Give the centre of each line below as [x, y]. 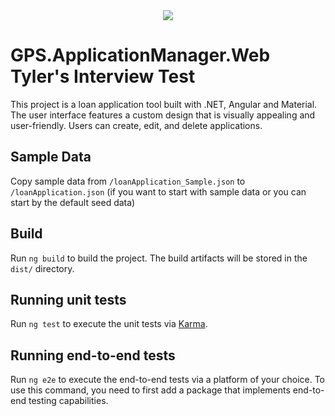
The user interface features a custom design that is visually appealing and [163, 115]
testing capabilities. [68, 401]
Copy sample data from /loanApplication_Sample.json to [128, 181]
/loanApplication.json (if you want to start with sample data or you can [158, 191]
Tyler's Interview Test [103, 76]
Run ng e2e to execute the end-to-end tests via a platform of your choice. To [168, 380]
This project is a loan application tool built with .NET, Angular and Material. [164, 104]
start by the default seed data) [73, 202]
